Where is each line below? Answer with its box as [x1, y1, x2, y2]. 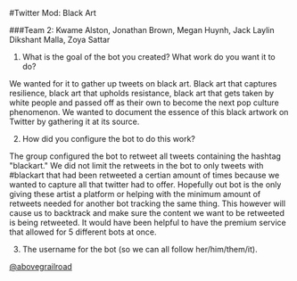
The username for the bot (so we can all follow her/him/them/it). [21, 244, 258, 254]
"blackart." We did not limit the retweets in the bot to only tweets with [9, 161, 264, 170]
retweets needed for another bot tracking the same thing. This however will [9, 198, 286, 209]
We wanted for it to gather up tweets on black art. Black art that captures [9, 79, 277, 88]
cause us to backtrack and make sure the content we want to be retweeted [9, 208, 285, 218]
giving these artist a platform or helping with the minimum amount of [9, 189, 261, 199]
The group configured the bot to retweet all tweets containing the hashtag [9, 151, 281, 161]
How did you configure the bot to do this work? [21, 134, 196, 144]
